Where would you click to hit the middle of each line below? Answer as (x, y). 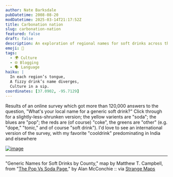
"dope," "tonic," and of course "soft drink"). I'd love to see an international (84, 127)
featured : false (23, 34)
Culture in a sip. (30, 86)
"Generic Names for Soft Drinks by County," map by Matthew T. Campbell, (84, 163)
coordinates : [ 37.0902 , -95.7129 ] (42, 91)
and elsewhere (21, 139)
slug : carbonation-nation (33, 29)
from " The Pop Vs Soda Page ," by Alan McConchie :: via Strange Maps (80, 169)
